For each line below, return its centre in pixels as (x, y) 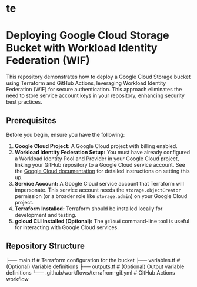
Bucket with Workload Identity (82, 48)
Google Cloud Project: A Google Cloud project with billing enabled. (96, 146)
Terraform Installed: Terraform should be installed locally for (89, 209)
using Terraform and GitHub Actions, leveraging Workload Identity (86, 83)
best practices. (24, 102)
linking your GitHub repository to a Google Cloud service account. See (100, 164)
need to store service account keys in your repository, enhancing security (96, 95)
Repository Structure (46, 246)
